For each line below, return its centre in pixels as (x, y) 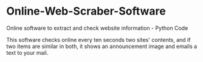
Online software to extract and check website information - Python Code (97, 28)
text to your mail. (27, 52)
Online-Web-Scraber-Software (86, 11)
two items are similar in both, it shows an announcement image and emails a (102, 46)
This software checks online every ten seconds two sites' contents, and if (98, 40)
